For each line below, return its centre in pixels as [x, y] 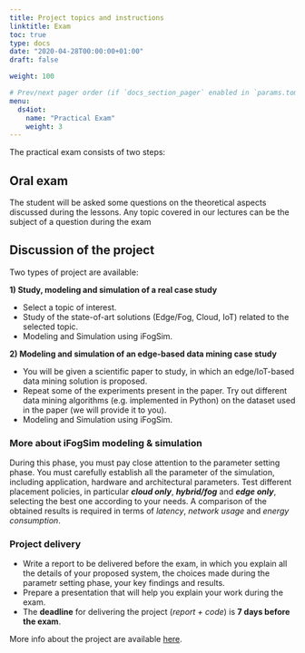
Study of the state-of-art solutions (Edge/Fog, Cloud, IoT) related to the [156, 317]
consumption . [35, 521]
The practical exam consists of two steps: [88, 152]
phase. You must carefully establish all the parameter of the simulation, [142, 473]
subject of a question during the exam [80, 222]
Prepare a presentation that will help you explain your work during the [153, 593]
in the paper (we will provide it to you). [94, 410]
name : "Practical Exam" [71, 118]
